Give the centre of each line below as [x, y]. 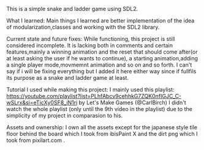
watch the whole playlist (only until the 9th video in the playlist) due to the [100, 109]
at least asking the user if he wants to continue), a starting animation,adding [102, 58]
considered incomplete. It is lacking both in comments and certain [90, 45]
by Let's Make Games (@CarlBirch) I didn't [133, 102]
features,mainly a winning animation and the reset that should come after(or [102, 52]
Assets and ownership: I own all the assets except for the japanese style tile [102, 127]
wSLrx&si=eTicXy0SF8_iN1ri [42, 102]
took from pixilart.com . [36, 140]
